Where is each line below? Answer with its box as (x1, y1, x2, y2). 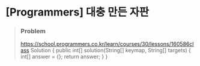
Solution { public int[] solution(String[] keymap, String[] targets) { (30, 47, 192, 54)
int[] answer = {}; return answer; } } (20, 53, 108, 60)
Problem (20, 27, 46, 36)
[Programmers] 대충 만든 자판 (5, 5, 150, 19)
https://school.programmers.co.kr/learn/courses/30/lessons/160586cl (20, 40, 194, 48)
